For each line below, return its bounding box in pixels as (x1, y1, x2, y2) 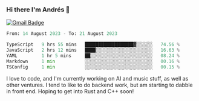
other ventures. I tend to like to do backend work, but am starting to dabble (6, 81, 193, 88)
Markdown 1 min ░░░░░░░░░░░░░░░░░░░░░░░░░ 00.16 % (6, 58, 180, 64)
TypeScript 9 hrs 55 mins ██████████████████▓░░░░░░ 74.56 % (6, 41, 180, 47)
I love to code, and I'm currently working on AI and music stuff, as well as (6, 75, 189, 82)
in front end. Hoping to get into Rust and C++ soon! (6, 87, 134, 95)
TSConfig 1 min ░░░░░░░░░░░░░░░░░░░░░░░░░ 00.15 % (6, 64, 180, 70)
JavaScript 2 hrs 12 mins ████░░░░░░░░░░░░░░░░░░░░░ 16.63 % (6, 47, 180, 54)
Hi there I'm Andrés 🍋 (6, 5, 70, 14)
